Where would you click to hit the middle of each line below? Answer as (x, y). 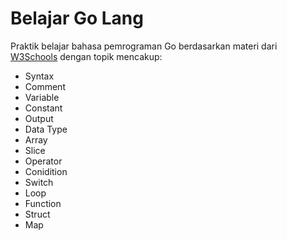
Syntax (39, 76)
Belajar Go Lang (77, 18)
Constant (43, 108)
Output (39, 118)
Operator (43, 161)
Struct (37, 214)
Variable (42, 97)
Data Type (46, 129)
